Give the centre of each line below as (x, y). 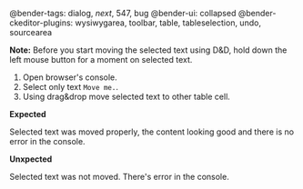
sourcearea (31, 32)
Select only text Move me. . (70, 87)
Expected (28, 114)
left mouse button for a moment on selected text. (101, 60)
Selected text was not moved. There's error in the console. (119, 177)
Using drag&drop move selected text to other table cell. (126, 96)
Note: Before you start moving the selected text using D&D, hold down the (148, 50)
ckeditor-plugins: (41, 23)
